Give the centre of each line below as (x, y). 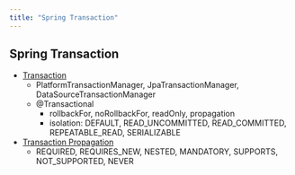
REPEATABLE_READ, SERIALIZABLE (115, 133)
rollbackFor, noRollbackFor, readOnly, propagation (142, 114)
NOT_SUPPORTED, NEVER (85, 162)
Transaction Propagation (68, 142)
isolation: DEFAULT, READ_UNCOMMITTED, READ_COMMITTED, (168, 123)
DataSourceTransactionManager (96, 94)
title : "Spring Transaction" (64, 17)
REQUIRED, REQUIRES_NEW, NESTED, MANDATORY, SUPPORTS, (157, 152)
